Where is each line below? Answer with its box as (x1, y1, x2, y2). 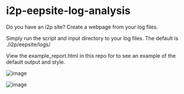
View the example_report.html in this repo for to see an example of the (6, 52, 176, 59)
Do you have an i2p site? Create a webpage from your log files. (6, 23, 158, 30)
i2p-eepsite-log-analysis (6, 4, 131, 18)
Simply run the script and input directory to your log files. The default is (6, 34, 179, 41)
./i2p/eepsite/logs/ (6, 41, 51, 48)
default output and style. (6, 58, 66, 65)
